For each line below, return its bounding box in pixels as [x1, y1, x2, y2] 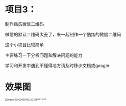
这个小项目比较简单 [5, 42, 44, 47]
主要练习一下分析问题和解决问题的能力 [5, 52, 82, 58]
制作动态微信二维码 [5, 21, 44, 27]
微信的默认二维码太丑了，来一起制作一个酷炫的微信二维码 [5, 31, 121, 37]
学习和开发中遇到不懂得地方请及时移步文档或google [5, 63, 109, 68]
